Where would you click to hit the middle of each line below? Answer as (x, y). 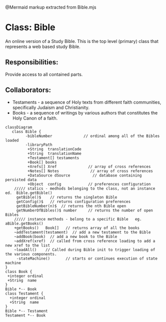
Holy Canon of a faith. (35, 118)
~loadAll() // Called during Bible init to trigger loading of (85, 249)
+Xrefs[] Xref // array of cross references (89, 166)
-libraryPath (39, 144)
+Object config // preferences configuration (89, 184)
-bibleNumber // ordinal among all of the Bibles (92, 136)
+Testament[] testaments (53, 158)
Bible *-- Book (21, 289)
